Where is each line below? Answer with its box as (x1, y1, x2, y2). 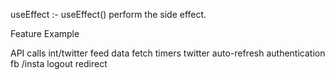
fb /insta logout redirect (10, 58, 108, 69)
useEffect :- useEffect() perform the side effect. (10, 9, 207, 20)
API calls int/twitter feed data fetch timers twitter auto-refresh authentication (10, 47, 326, 59)
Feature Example (10, 28, 80, 39)
